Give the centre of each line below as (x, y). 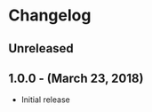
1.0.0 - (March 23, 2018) (76, 78)
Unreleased (41, 48)
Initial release (45, 100)
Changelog (50, 16)
